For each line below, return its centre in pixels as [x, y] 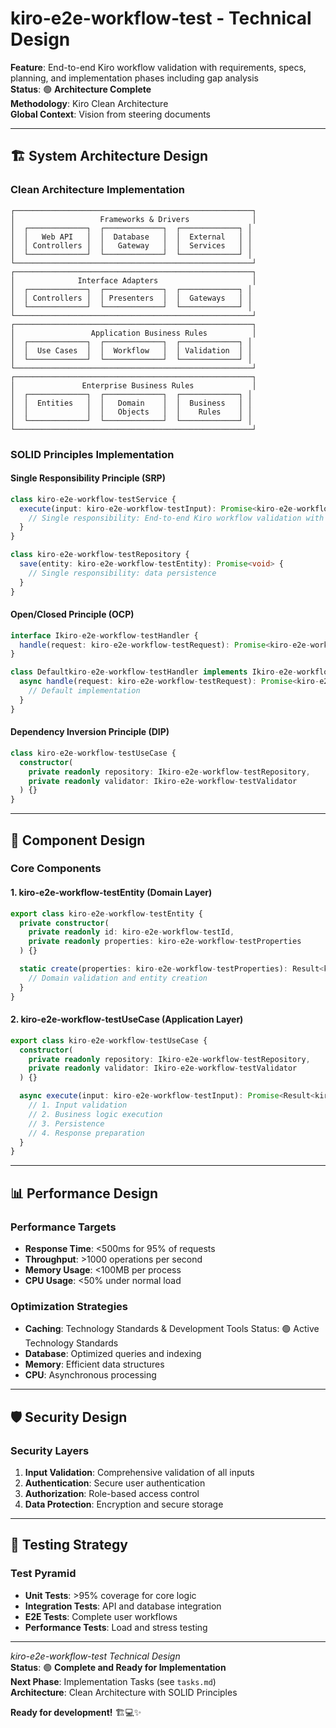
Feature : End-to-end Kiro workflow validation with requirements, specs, [158, 67]
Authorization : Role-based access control [112, 1493]
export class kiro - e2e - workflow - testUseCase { [109, 1040]
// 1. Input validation [78, 1105]
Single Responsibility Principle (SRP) [88, 478]
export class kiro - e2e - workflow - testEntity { [106, 913]
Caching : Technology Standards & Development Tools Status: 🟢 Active [172, 1329]
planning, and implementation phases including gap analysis [134, 78]
